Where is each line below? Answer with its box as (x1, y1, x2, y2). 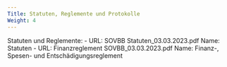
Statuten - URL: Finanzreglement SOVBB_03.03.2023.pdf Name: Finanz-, (7, 44, 219, 52)
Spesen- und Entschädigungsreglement (7, 51, 123, 60)
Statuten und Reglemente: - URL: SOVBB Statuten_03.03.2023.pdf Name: (7, 36, 220, 44)
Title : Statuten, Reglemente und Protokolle (7, 10, 140, 18)
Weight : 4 (7, 17, 37, 24)
